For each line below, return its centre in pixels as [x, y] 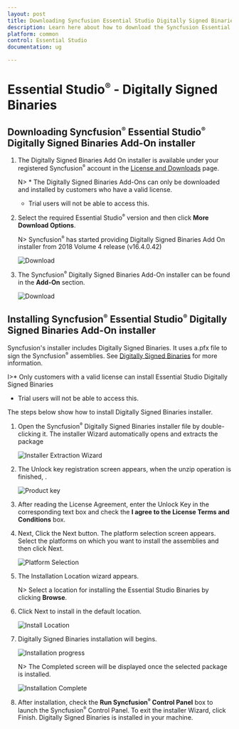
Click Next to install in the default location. [80, 611]
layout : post [27, 14]
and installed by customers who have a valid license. [95, 189]
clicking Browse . [42, 598]
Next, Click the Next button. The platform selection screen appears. [117, 534]
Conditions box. [42, 520]
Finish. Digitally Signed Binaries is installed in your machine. [105, 718]
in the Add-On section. [51, 282]
